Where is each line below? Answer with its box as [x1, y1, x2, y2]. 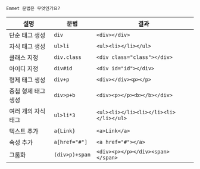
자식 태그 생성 [9, 42, 46, 51]
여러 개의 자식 [9, 107, 46, 115]
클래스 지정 [9, 54, 39, 61]
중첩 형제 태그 [9, 87, 46, 95]
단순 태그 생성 [9, 32, 46, 39]
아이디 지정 [9, 65, 39, 73]
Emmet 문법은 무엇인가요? [6, 5, 61, 11]
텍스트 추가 [9, 127, 39, 135]
